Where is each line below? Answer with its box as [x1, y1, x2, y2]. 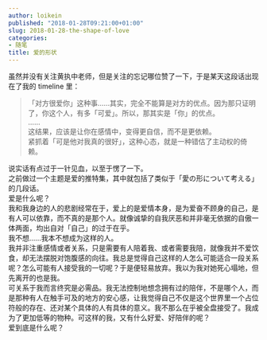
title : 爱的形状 [8, 49, 57, 57]
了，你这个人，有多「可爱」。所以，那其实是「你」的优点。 [27, 108, 220, 118]
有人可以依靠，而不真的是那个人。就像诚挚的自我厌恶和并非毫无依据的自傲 [8, 213, 252, 223]
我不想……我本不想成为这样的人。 [8, 233, 118, 243]
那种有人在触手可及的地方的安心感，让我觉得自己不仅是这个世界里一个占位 [14, 293, 259, 303]
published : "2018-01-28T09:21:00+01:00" [8, 19, 145, 27]
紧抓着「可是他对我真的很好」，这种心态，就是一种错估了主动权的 [27, 137, 241, 146]
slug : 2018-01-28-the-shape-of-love [8, 26, 130, 34]
